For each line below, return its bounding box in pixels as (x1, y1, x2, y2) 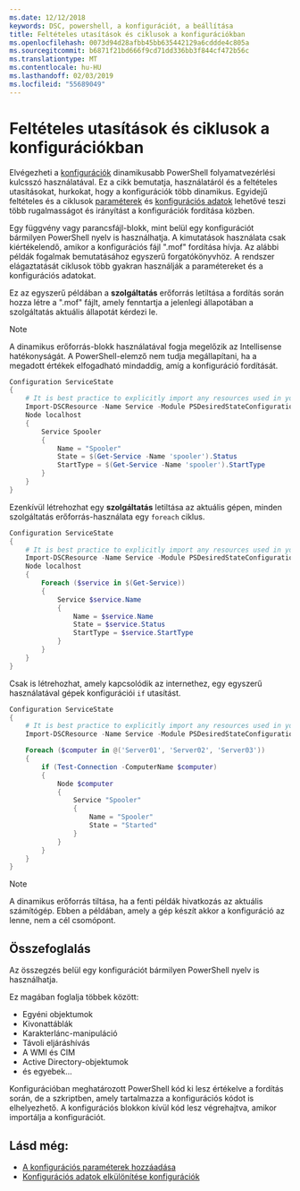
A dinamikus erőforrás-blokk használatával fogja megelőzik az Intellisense (9, 341, 282, 352)
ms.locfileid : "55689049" (9, 80, 105, 89)
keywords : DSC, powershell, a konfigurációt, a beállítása (9, 21, 234, 30)
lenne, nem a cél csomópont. (9, 915, 116, 926)
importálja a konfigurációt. (9, 1112, 105, 1123)
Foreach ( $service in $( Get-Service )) (41, 578, 186, 587)
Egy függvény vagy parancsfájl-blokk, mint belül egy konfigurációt (9, 222, 254, 233)
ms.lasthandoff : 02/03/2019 (9, 72, 114, 81)
